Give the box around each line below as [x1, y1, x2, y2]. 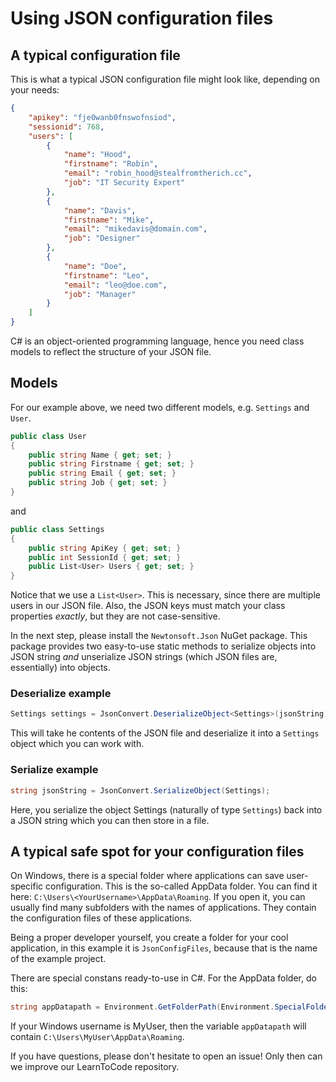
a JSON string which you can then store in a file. [10, 814, 210, 826]
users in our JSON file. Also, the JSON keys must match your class [10, 600, 286, 612]
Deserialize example [10, 687, 112, 701]
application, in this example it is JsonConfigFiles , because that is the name [10, 942, 318, 954]
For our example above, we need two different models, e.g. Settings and [10, 401, 310, 413]
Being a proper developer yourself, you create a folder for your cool [10, 932, 289, 944]
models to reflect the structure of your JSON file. [10, 346, 212, 357]
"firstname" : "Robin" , [63, 159, 159, 169]
